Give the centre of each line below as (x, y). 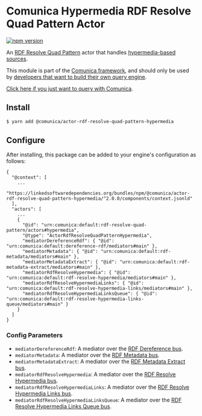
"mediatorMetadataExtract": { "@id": (70, 262)
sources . (17, 59)
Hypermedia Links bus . (44, 393)
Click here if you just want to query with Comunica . (70, 88)
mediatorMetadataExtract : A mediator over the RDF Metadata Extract (100, 361)
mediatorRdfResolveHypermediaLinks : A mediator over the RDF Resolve (102, 387)
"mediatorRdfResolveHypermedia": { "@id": (76, 273)
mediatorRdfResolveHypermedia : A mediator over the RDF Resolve (95, 374)
